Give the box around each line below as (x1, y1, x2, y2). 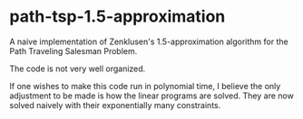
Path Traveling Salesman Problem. (9, 45, 138, 56)
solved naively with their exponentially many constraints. (9, 99, 221, 110)
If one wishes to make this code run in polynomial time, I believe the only (9, 80, 281, 91)
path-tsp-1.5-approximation (9, 6, 226, 27)
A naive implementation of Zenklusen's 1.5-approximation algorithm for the (9, 36, 288, 47)
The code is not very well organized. (9, 63, 146, 74)
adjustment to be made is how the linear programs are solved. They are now (9, 90, 295, 101)
